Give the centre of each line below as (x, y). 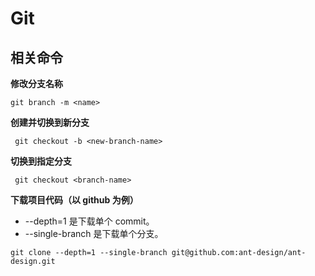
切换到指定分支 (41, 161)
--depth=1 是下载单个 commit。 (89, 221)
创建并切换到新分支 (50, 122)
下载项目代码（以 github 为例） (74, 200)
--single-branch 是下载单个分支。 (94, 233)
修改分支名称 (36, 83)
